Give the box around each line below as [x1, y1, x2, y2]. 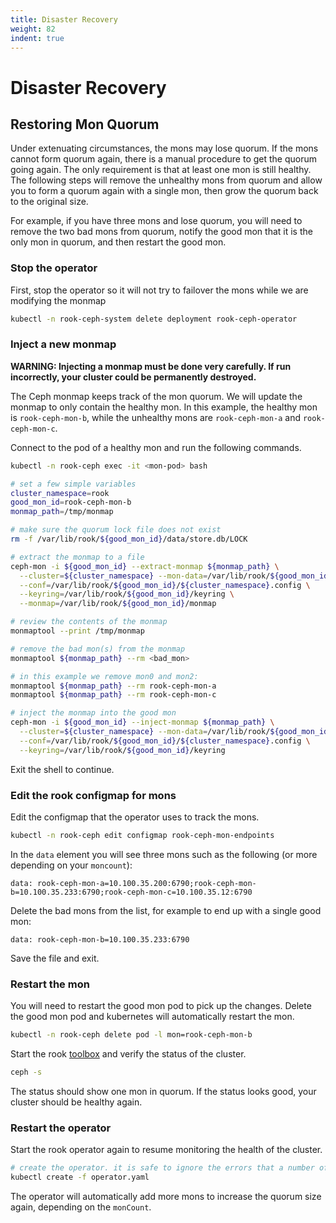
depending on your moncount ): [10, 859, 133, 871]
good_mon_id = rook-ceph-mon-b [10, 497, 132, 508]
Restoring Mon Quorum [10, 116, 160, 133]
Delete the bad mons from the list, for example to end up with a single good [10, 904, 322, 916]
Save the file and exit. [10, 952, 100, 964]
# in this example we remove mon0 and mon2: [10, 671, 199, 681]
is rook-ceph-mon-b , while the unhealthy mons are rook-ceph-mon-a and [10, 411, 301, 423]
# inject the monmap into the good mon [10, 708, 177, 718]
